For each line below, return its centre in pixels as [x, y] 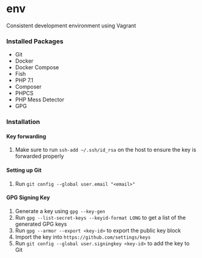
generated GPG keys [41, 224]
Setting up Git [24, 170]
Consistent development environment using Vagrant [71, 25]
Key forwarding [26, 136]
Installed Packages [35, 41]
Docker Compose [37, 67]
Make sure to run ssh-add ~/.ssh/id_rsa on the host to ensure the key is [106, 150]
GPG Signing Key [28, 198]
